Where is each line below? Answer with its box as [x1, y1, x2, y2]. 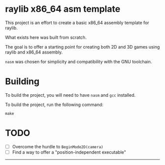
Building [5, 76, 40, 87]
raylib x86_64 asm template [5, 3, 120, 15]
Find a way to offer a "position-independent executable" [12, 149, 126, 155]
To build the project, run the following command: [5, 102, 104, 108]
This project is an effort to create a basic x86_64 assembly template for [5, 20, 149, 26]
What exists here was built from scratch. [5, 34, 87, 40]
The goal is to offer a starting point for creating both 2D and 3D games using [5, 44, 160, 50]
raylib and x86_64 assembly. [5, 49, 63, 55]
